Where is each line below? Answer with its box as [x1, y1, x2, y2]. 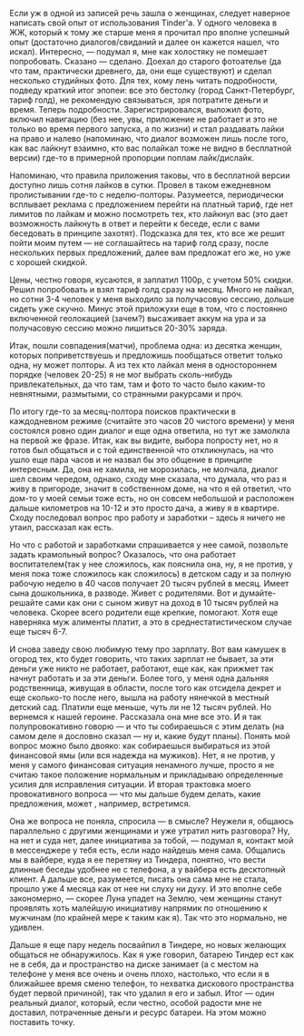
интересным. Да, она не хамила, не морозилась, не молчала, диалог [9, 464, 279, 475]
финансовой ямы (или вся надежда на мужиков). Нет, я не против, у [9, 750, 276, 761]
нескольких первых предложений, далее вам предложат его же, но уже [9, 247, 291, 258]
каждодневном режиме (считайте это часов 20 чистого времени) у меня [9, 416, 295, 426]
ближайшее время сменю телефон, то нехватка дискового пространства [9, 978, 295, 989]
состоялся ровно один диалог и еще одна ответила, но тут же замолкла [9, 426, 290, 436]
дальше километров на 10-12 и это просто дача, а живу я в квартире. [9, 503, 279, 513]
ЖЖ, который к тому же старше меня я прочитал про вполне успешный [9, 27, 290, 37]
